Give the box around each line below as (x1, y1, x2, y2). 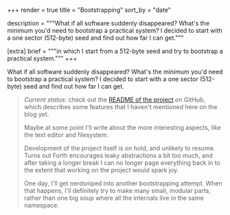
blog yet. (23, 110, 49, 118)
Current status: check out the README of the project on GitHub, (23, 95, 206, 104)
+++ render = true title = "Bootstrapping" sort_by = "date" (7, 6, 172, 14)
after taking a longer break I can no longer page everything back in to (23, 159, 221, 167)
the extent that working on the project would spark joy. (23, 166, 179, 174)
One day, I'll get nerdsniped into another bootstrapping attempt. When (23, 179, 222, 188)
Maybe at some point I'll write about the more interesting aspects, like (23, 124, 221, 131)
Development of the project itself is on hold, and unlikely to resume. (23, 144, 216, 152)
